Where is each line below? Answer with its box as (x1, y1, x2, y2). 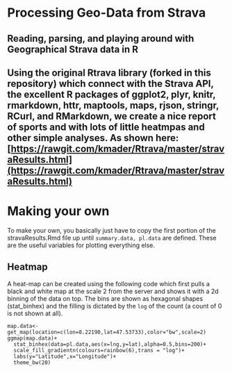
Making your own (7, 204, 110, 219)
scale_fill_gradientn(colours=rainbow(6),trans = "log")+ (13, 347, 185, 354)
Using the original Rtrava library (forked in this (7, 67, 212, 78)
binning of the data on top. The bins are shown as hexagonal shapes (7, 294, 204, 303)
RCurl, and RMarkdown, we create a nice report (7, 110, 217, 122)
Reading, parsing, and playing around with (7, 33, 194, 44)
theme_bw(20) (13, 359, 51, 366)
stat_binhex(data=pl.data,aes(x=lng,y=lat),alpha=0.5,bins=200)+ (13, 340, 207, 348)
